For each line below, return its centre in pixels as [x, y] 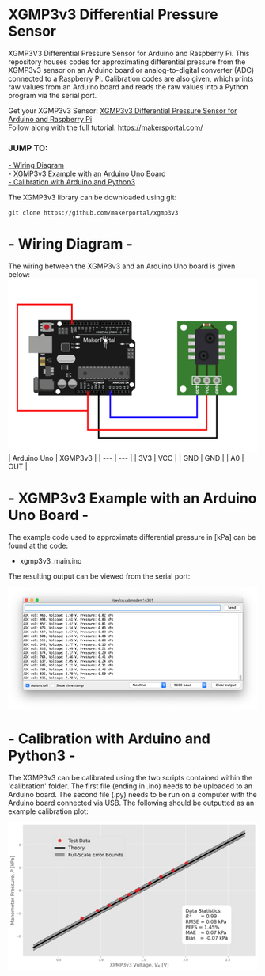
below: [19, 275]
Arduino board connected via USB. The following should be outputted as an [131, 803]
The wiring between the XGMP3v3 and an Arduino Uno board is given [122, 266]
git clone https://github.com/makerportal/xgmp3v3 [93, 213]
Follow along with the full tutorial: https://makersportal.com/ [106, 127]
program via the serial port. [53, 95]
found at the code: [38, 545]
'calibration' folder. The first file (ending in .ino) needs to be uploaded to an [131, 786]
